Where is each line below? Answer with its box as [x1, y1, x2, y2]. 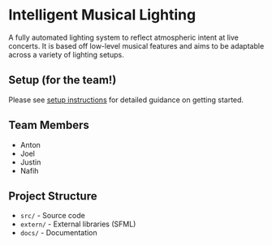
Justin [19, 157, 41, 167]
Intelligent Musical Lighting [8, 6, 196, 24]
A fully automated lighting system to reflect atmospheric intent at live [8, 32, 240, 42]
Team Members [8, 118, 89, 132]
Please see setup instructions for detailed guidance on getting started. [8, 95, 244, 105]
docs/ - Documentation [19, 228, 97, 238]
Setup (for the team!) [8, 73, 117, 87]
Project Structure [8, 189, 97, 203]
